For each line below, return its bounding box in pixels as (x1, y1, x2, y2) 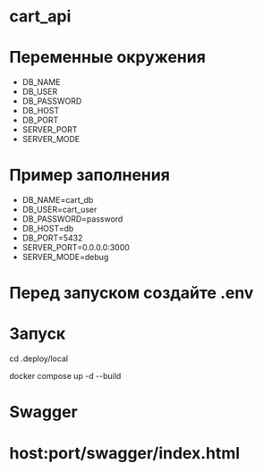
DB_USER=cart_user (21, 204, 98, 215)
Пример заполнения (9, 165, 170, 185)
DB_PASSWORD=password (21, 214, 123, 224)
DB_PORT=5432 (21, 232, 83, 243)
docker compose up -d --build (9, 371, 122, 382)
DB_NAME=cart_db (21, 195, 94, 206)
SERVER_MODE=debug (21, 252, 109, 263)
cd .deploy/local (9, 353, 69, 364)
